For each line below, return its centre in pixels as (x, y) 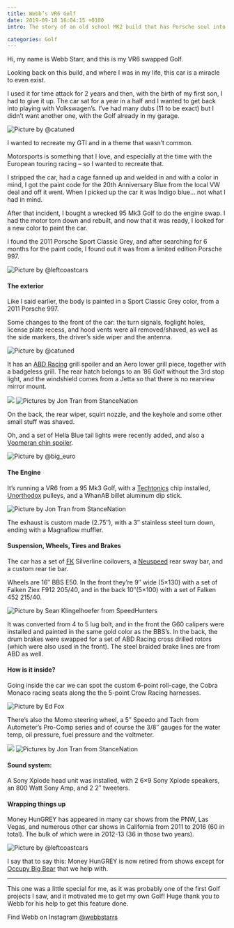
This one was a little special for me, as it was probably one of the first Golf (114, 889)
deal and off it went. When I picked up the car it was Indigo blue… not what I (117, 192)
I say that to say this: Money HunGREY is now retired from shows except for (116, 861)
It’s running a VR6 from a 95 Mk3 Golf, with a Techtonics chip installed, (109, 488)
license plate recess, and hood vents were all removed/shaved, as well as (112, 330)
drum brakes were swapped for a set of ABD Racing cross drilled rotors (110, 639)
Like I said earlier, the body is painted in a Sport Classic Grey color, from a (113, 302)
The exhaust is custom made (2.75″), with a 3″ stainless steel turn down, (111, 522)
